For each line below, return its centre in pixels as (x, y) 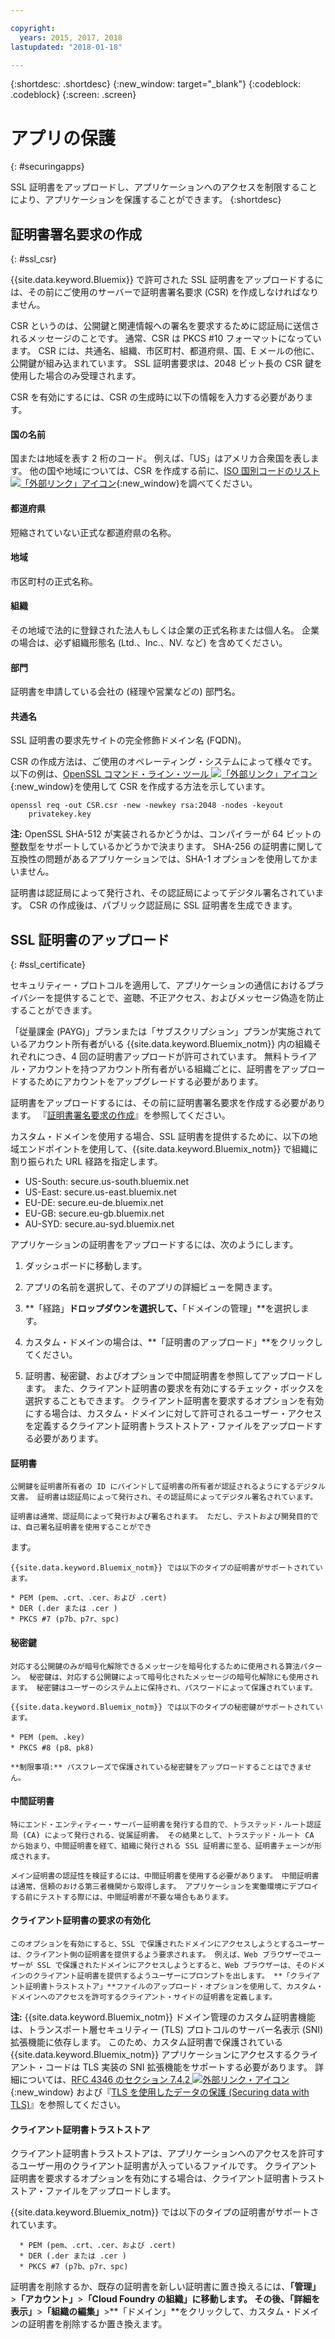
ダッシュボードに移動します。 (86, 1266)
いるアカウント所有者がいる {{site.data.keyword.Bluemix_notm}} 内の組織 (161, 1044)
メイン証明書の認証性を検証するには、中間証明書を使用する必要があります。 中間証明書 (165, 1876)
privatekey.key (60, 814)
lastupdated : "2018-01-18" (66, 47)
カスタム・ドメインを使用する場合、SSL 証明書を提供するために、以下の (160, 1137)
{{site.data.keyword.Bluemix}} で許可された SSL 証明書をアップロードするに (167, 280)
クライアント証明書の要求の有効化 (80, 1920)
